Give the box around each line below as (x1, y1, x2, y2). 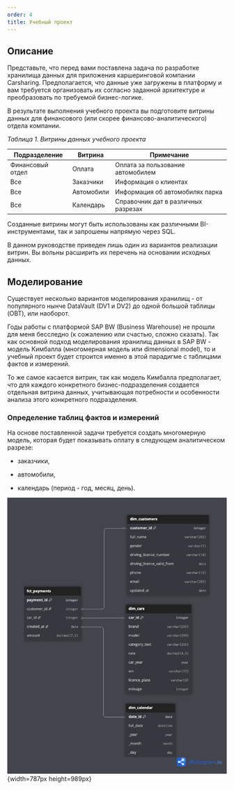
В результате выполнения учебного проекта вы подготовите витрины (7, 107, 214, 115)
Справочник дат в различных (114, 197, 203, 206)
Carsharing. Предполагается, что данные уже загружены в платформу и (7, 79, 222, 87)
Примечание (149, 150, 189, 159)
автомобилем (114, 168, 157, 177)
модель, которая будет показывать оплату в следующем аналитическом (7, 436, 225, 444)
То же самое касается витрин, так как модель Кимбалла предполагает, (7, 373, 221, 382)
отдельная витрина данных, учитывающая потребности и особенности (7, 388, 219, 396)
